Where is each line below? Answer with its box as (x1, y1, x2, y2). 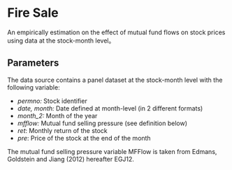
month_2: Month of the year (17, 111, 98, 120)
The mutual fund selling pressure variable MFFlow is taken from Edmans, (7, 147, 217, 155)
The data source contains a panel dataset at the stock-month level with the (7, 76, 223, 84)
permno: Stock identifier (17, 97, 87, 105)
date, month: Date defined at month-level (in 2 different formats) (17, 104, 203, 113)
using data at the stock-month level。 (7, 36, 115, 45)
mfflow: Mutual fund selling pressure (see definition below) (17, 119, 187, 127)
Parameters (7, 57, 59, 69)
